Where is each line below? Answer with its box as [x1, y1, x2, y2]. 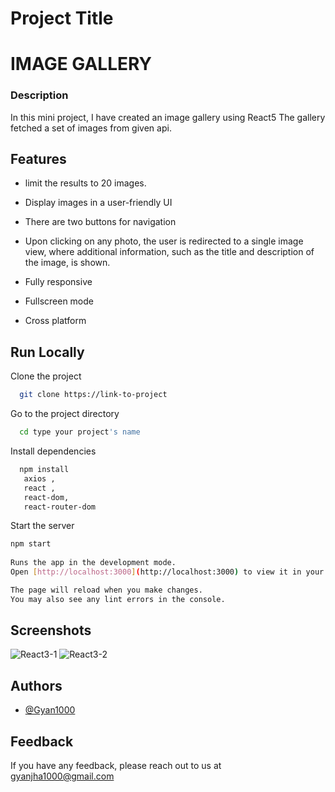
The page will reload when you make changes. [10, 585, 203, 595]
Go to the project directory [10, 408, 120, 420]
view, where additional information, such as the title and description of [24, 246, 315, 258]
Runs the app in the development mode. [10, 558, 177, 568]
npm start [10, 539, 52, 549]
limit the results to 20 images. [24, 177, 147, 189]
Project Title [10, 7, 114, 30]
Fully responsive [24, 276, 93, 288]
